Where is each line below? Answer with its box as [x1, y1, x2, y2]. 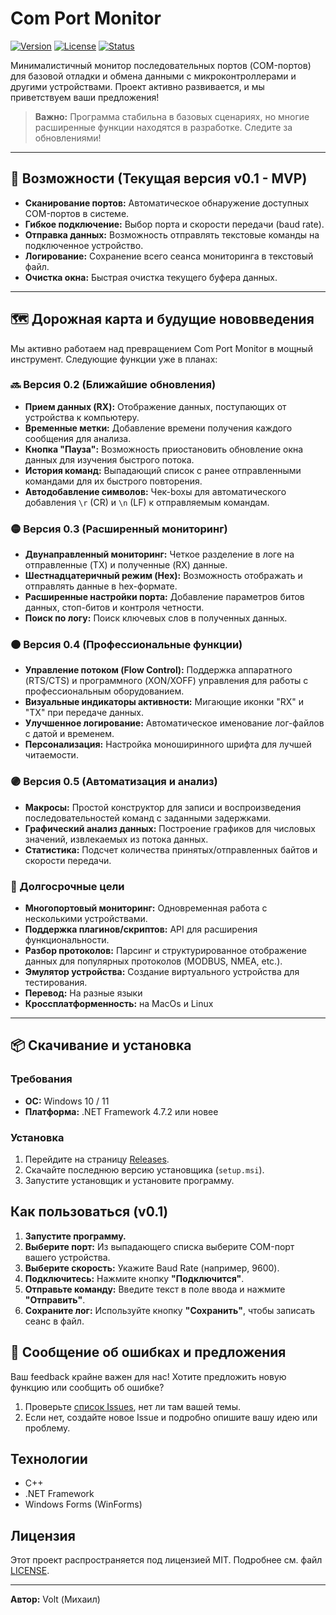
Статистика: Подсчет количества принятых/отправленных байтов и [24, 843, 318, 856]
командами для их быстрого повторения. [24, 475, 203, 487]
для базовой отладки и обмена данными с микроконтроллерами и [10, 70, 297, 82]
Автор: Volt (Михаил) [10, 1593, 101, 1606]
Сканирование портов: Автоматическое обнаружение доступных [24, 197, 310, 209]
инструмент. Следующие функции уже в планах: [10, 353, 218, 365]
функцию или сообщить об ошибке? [10, 1381, 165, 1393]
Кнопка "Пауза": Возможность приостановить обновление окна [24, 443, 304, 455]
